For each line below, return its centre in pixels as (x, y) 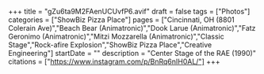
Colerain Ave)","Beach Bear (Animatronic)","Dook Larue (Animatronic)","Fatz (132, 28)
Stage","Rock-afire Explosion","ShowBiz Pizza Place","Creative (110, 45)
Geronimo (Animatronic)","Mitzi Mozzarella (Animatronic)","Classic (116, 36)
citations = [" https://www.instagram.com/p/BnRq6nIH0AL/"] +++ (114, 61)
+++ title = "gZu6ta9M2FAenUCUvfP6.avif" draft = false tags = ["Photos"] (129, 11)
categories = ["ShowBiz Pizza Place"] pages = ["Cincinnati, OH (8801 (122, 20)
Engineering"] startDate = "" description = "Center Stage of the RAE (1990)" (132, 53)
